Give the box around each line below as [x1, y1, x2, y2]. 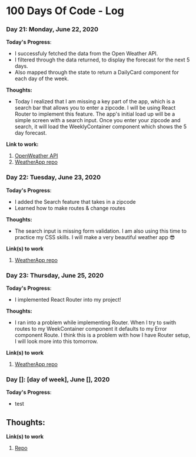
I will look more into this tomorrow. [14, 338, 98, 345]
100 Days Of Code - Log [6, 4, 125, 18]
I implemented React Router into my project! [14, 296, 122, 303]
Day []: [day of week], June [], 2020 [6, 376, 110, 383]
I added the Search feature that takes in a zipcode [14, 198, 137, 205]
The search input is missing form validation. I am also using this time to [14, 227, 187, 234]
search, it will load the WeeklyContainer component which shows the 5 [14, 123, 187, 130]
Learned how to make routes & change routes [14, 204, 125, 211]
